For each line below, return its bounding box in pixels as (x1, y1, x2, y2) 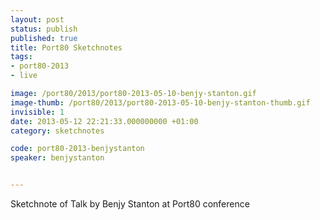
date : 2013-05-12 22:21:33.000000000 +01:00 (10, 116, 199, 126)
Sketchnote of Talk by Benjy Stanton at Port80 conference (10, 198, 250, 210)
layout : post (10, 14, 65, 25)
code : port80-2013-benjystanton (10, 144, 145, 154)
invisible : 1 (10, 107, 65, 117)
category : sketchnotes (10, 126, 105, 136)
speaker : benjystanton (10, 153, 105, 163)
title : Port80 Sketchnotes (10, 42, 123, 53)
